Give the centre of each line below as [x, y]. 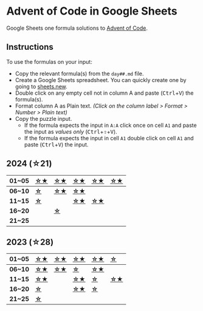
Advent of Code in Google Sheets [92, 11]
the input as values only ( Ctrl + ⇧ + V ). [71, 131]
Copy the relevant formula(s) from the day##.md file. [79, 73]
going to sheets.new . [41, 86]
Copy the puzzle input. [43, 118]
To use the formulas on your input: [49, 61]
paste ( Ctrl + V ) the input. [56, 145]
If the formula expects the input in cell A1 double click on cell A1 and [109, 138]
